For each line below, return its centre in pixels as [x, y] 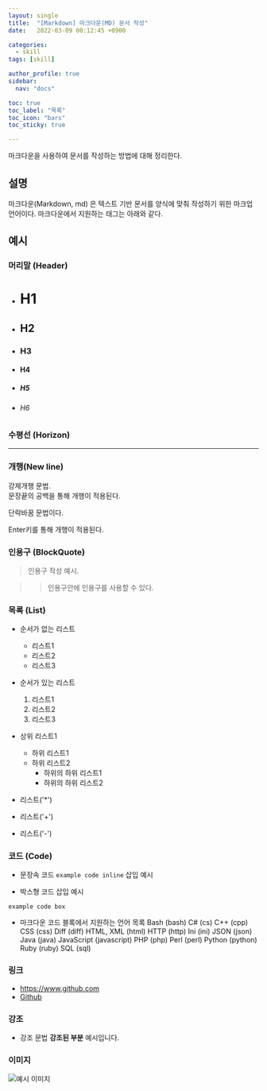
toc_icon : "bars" [37, 118]
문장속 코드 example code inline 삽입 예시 [86, 875]
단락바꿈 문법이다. [36, 513]
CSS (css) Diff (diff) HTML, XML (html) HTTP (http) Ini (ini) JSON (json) [136, 931]
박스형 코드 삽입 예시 [52, 892]
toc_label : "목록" [37, 110]
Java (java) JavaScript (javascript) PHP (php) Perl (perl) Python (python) [138, 940]
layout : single [33, 15]
